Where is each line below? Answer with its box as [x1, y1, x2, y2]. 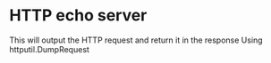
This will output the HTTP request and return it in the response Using [9, 35, 263, 45]
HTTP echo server [9, 5, 148, 26]
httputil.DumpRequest [9, 43, 89, 54]
